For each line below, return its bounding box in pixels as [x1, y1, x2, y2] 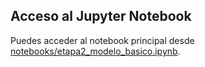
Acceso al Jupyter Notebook [10, 8, 192, 25]
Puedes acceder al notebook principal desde [10, 34, 195, 46]
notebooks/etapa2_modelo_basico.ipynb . [10, 45, 181, 57]
